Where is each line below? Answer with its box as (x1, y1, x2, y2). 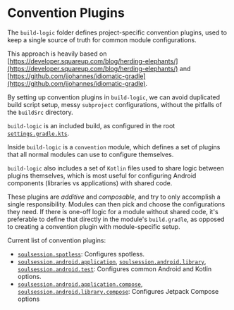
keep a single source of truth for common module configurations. (7, 35, 197, 44)
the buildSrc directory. (7, 108, 73, 116)
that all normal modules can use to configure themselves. (7, 150, 174, 159)
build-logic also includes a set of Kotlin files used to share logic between (7, 163, 224, 172)
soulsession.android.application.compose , (17, 280, 143, 288)
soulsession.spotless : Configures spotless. (17, 249, 145, 258)
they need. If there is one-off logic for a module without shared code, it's (7, 207, 218, 216)
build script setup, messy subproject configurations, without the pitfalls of (7, 100, 222, 108)
